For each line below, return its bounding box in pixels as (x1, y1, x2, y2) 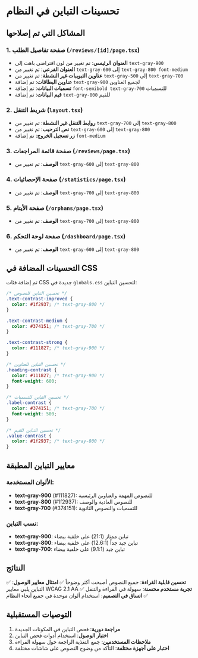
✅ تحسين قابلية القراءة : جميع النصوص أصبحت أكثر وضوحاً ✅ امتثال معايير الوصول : (6, 578, 186, 585)
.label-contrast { (6, 400, 52, 406)
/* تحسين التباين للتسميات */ (6, 395, 70, 401)
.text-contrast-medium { (6, 318, 68, 324)
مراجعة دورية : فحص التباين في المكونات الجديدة (14, 625, 121, 632)
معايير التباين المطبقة (6, 460, 76, 470)
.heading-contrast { (6, 367, 58, 373)
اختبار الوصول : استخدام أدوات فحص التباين (14, 632, 109, 639)
